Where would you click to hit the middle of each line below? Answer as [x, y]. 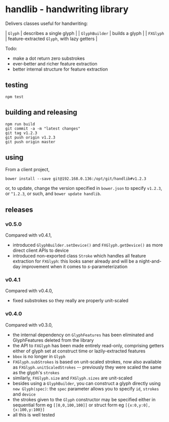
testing [17, 85]
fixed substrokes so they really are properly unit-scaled [70, 301]
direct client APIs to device [41, 250]
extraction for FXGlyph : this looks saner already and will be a [75, 261]
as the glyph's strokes [36, 372]
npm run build [20, 124]
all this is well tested [33, 414]
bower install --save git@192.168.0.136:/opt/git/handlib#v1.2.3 [76, 179]
